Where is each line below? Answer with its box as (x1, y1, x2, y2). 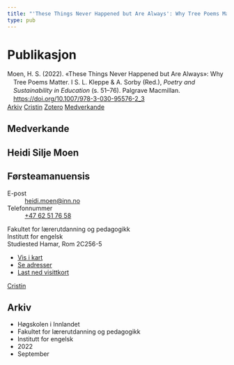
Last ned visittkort (17, 268, 70, 276)
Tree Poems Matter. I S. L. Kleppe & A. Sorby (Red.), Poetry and (13, 78, 196, 87)
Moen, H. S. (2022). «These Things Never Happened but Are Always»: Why (7, 70, 224, 78)
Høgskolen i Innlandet (17, 320, 80, 329)
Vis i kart (17, 253, 43, 262)
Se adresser (17, 260, 52, 269)
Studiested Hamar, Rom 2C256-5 (7, 239, 102, 248)
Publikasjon (7, 47, 77, 63)
